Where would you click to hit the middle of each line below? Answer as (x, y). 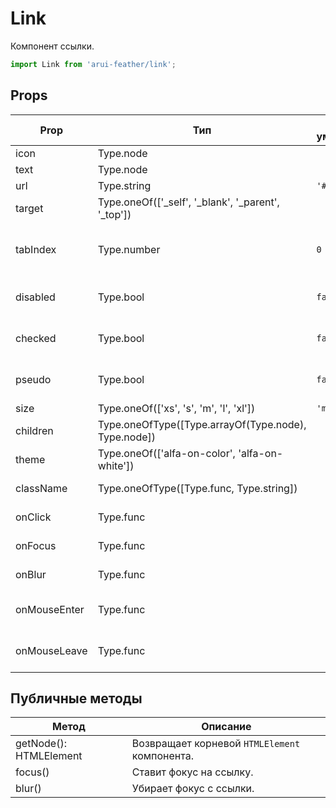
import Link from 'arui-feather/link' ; (93, 64)
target (29, 208)
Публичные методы (76, 698)
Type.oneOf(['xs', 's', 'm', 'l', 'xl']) (176, 408)
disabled (35, 297)
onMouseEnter (50, 609)
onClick (33, 517)
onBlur (31, 574)
